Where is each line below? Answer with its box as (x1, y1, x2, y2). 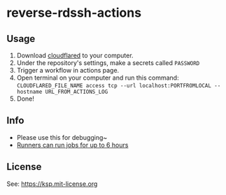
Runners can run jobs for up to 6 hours (16, 140, 129, 149)
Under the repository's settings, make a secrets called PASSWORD (16, 59, 200, 67)
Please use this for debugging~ (16, 133, 108, 141)
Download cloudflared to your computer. (16, 51, 134, 59)
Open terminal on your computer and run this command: (16, 73, 179, 82)
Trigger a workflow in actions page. (16, 66, 120, 74)
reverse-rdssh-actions (6, 5, 141, 21)
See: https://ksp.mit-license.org (6, 180, 98, 188)
